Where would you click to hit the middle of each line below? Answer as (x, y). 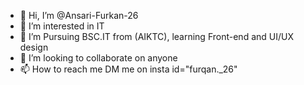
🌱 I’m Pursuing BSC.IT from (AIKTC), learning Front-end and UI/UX (156, 36)
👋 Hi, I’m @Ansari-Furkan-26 (79, 15)
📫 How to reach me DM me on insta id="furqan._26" (128, 69)
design (34, 47)
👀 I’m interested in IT (62, 26)
